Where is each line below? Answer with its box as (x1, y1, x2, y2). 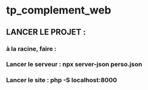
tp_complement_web (6, 4, 111, 17)
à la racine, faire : (6, 45, 57, 53)
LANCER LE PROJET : (6, 27, 86, 37)
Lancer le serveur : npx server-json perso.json (6, 60, 143, 68)
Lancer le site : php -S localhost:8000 (6, 76, 117, 84)
